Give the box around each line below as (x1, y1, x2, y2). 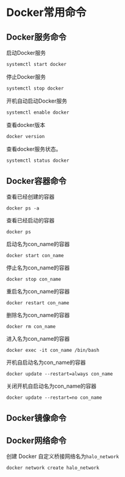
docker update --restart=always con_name (6, 371, 113, 377)
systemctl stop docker (6, 85, 64, 92)
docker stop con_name (6, 276, 62, 283)
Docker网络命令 (6, 435, 67, 446)
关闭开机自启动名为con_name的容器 (6, 382, 97, 390)
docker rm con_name (6, 324, 56, 330)
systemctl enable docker (6, 109, 70, 115)
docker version (6, 133, 45, 139)
